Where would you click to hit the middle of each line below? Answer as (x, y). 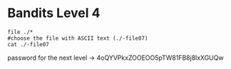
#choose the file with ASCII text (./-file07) (78, 38)
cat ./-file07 (29, 44)
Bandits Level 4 (54, 13)
